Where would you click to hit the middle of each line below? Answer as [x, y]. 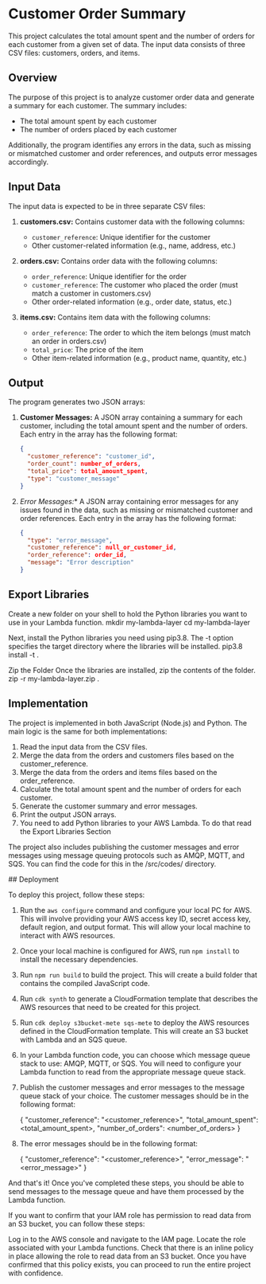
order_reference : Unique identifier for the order [109, 276]
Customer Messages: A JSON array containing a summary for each [131, 417]
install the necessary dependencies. [79, 959]
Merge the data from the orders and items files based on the [118, 772]
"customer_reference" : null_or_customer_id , [102, 548]
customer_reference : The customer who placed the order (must [135, 284]
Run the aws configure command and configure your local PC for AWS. [136, 910]
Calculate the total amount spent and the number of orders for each [130, 789]
